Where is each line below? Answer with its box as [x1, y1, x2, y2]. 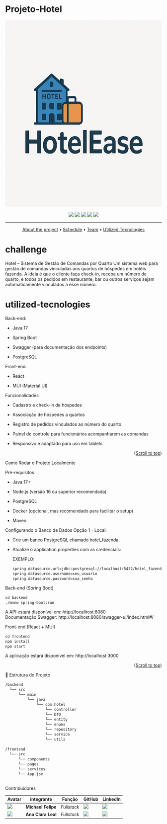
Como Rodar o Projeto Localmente [5, 460, 76, 466]
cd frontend [5, 634, 30, 639]
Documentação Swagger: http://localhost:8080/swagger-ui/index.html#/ [5, 614, 154, 620]
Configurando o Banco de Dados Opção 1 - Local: [5, 527, 107, 533]
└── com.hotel [36, 702, 66, 707]
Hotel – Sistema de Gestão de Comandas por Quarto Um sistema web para [5, 260, 158, 266]
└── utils [45, 737, 66, 742]
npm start [5, 644, 26, 649]
